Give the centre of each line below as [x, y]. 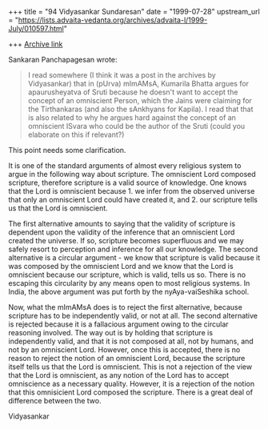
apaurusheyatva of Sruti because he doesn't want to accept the [133, 92]
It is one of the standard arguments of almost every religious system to [125, 166]
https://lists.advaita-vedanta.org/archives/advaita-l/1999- [113, 20]
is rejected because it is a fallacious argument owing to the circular [119, 324]
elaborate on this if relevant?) [76, 134]
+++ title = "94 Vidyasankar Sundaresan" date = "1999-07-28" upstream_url [134, 12]
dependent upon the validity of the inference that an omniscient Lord [122, 232]
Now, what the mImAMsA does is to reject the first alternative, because [125, 307]
